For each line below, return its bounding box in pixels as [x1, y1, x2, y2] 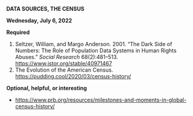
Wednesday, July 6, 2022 [6, 17, 72, 24]
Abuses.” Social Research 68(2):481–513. [15, 53, 118, 60]
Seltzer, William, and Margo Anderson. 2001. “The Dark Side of [15, 41, 172, 47]
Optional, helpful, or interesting [6, 84, 87, 92]
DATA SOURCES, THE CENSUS [6, 5, 85, 12]
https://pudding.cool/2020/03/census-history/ [15, 73, 132, 80]
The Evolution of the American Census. [15, 66, 113, 73]
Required [6, 29, 30, 36]
